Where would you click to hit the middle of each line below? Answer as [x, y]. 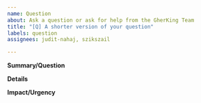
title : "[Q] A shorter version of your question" [81, 26]
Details [18, 79]
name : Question [29, 14]
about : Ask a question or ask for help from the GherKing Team [101, 20]
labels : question [32, 33]
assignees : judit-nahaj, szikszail [59, 40]
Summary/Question [36, 65]
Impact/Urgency [31, 93]
